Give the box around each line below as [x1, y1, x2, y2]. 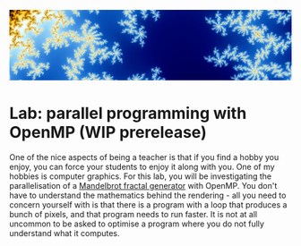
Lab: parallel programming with [9, 104, 247, 123]
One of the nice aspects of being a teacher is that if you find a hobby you [9, 151, 279, 162]
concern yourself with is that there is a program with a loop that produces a [9, 199, 288, 210]
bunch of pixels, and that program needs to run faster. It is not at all [9, 208, 258, 219]
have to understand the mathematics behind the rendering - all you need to [9, 190, 287, 200]
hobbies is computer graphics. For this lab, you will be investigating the [9, 171, 271, 182]
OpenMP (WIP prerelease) [9, 123, 208, 143]
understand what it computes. [9, 227, 120, 238]
